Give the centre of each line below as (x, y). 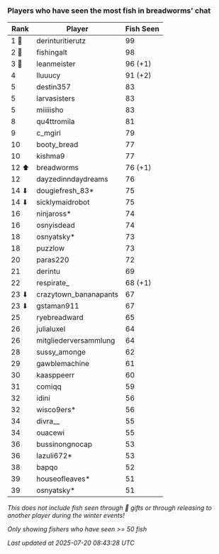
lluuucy (49, 75)
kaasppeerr (56, 375)
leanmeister (56, 64)
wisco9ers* (56, 410)
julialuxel (51, 329)
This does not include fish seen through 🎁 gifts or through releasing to (110, 508)
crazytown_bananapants (78, 294)
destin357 (54, 87)
